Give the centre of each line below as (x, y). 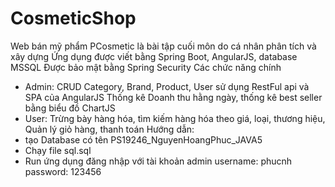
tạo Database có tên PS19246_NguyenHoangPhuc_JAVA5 (143, 139)
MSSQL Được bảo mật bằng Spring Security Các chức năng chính (146, 67)
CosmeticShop (73, 18)
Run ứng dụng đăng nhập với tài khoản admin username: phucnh (158, 161)
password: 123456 (63, 171)
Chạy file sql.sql (58, 150)
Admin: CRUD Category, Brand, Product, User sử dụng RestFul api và (167, 86)
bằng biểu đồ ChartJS (70, 108)
